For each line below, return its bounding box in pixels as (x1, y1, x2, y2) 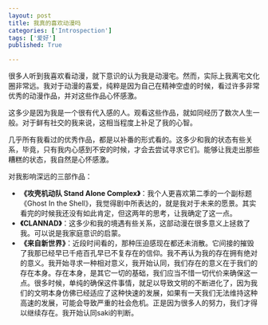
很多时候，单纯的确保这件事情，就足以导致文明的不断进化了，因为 (33, 278, 251, 288)
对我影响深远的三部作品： (8, 172, 93, 182)
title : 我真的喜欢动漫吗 (8, 19, 81, 27)
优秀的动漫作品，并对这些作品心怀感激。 (8, 91, 141, 100)
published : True (8, 41, 62, 49)
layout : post (8, 11, 52, 20)
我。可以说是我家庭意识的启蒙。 (19, 229, 125, 238)
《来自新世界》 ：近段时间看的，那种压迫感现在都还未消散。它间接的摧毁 (19, 238, 254, 248)
